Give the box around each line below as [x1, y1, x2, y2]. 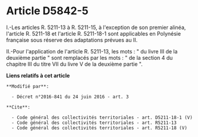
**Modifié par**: [6, 83, 49, 90]
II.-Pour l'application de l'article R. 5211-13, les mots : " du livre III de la [6, 47, 178, 55]
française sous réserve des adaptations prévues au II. [6, 36, 138, 43]
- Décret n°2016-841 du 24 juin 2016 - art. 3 [11, 94, 129, 100]
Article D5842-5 [6, 4, 89, 18]
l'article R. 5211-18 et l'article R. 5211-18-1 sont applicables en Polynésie [6, 30, 181, 37]
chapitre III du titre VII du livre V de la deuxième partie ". [6, 60, 143, 68]
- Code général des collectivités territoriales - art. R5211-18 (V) [11, 125, 187, 131]
